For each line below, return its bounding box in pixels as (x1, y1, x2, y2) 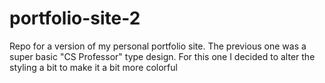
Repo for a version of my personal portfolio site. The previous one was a (9, 40, 307, 52)
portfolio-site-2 (9, 7, 141, 30)
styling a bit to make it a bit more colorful (9, 61, 178, 73)
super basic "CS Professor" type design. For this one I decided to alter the (9, 50, 316, 62)
